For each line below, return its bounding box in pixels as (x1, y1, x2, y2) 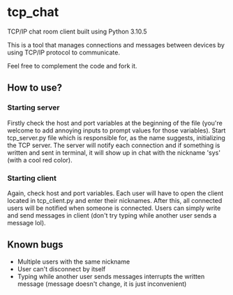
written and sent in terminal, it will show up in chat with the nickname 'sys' (7, 148, 221, 157)
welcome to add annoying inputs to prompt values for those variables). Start (7, 126, 226, 135)
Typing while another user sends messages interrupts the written (17, 272, 205, 280)
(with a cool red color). (7, 156, 73, 164)
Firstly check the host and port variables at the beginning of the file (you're (7, 119, 223, 127)
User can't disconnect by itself (17, 264, 106, 273)
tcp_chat (7, 4, 59, 20)
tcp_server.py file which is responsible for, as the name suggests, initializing (7, 133, 225, 142)
